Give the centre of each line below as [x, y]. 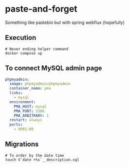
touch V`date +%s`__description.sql [42, 160]
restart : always [26, 120]
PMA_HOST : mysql [30, 106]
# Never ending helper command [37, 49]
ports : [16, 125]
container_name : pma [30, 89]
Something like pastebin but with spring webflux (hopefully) [65, 22]
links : [16, 93]
